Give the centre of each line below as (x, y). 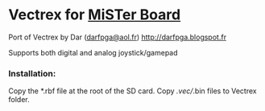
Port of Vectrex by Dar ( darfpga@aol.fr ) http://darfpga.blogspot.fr (118, 37)
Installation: (32, 73)
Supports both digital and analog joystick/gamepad (93, 52)
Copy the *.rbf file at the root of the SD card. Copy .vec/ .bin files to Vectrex (132, 91)
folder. (19, 100)
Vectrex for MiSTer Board (95, 15)
